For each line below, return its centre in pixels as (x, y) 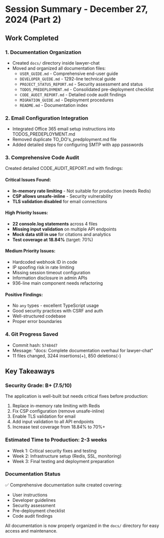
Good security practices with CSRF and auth (57, 311)
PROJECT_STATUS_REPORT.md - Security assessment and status (81, 84)
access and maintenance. (31, 531)
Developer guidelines (34, 500)
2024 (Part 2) (33, 20)
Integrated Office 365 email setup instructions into (64, 129)
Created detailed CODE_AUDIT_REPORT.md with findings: (64, 168)
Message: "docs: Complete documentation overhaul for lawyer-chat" (83, 350)
